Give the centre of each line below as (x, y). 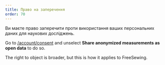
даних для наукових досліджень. (40, 33)
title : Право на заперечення (35, 10)
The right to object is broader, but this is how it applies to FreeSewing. (76, 57)
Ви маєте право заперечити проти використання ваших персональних (80, 28)
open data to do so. (25, 48)
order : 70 (15, 14)
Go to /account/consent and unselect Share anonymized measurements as (82, 43)
